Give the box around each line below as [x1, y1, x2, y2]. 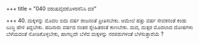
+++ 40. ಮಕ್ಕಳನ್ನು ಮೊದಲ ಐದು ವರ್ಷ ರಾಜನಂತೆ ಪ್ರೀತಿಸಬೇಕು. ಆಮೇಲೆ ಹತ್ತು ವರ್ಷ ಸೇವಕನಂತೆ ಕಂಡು [6, 17, 187, 24]
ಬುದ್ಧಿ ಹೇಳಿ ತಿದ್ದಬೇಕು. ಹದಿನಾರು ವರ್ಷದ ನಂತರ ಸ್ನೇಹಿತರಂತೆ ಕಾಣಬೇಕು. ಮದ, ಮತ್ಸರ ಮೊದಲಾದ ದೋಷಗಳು [6, 24, 194, 30]
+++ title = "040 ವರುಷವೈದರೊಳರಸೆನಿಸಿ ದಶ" [6, 5, 97, 12]
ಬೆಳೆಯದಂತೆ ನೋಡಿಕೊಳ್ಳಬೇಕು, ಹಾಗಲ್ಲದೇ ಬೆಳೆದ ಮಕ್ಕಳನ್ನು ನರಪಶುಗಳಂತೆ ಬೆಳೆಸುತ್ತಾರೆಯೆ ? [6, 30, 164, 37]
